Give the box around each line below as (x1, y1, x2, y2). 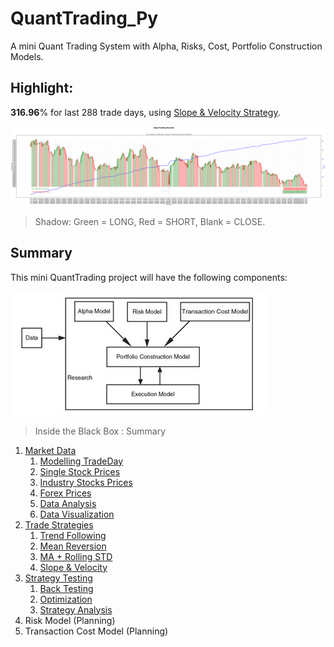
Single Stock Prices (39, 465, 121, 477)
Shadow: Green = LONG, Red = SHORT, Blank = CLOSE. (34, 215, 266, 227)
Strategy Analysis (39, 603, 113, 616)
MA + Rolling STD (39, 550, 113, 562)
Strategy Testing (24, 572, 93, 584)
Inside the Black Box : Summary (34, 425, 167, 437)
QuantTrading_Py (10, 7, 159, 30)
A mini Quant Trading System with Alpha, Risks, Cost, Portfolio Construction (10, 40, 323, 52)
